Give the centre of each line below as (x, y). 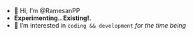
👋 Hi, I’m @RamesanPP (47, 11)
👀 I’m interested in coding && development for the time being (100, 25)
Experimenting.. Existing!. (52, 18)
